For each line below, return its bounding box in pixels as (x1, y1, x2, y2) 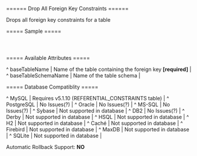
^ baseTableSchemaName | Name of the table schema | (6, 72, 141, 79)
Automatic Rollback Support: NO (6, 144, 85, 150)
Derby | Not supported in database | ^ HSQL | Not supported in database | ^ (6, 114, 189, 120)
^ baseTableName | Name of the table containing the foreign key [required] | (6, 66, 192, 73)
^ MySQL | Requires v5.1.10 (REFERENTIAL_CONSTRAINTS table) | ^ (6, 95, 169, 101)
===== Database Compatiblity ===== (6, 83, 99, 90)
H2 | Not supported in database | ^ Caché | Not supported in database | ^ (6, 120, 183, 127)
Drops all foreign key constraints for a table (6, 16, 111, 23)
